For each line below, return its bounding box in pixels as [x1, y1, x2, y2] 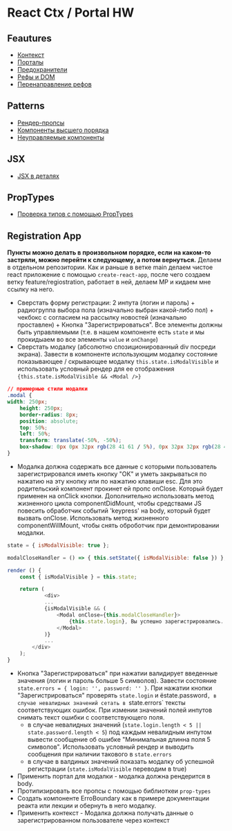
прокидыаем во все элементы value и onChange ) [17, 336, 159, 344]
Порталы [17, 58, 43, 66]
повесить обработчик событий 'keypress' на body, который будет [17, 506, 211, 515]
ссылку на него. [7, 285, 55, 293]
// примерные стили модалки [7, 385, 88, 392]
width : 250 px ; [7, 399, 48, 405]
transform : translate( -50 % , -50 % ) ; [19, 437, 122, 444]
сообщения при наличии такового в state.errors [27, 749, 172, 758]
